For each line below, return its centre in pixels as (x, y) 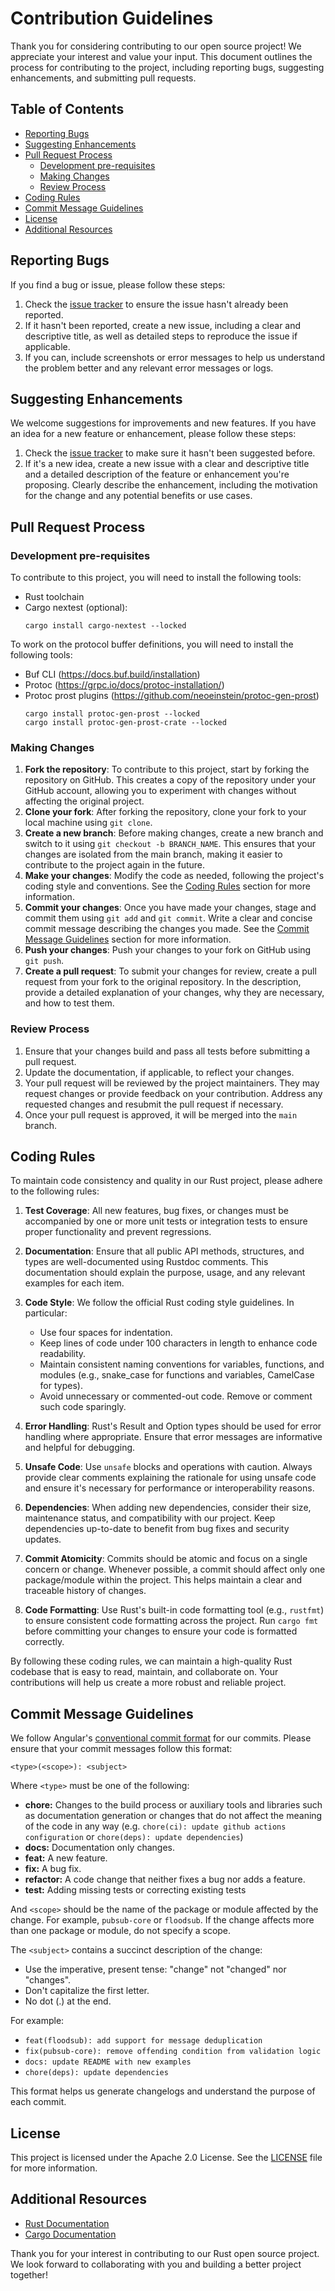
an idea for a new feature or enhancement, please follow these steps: (153, 434)
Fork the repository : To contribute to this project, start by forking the (167, 769)
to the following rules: (55, 1191)
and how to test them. (69, 1003)
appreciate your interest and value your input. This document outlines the (161, 56)
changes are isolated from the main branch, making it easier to (153, 854)
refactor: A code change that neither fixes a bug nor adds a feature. (165, 1879)
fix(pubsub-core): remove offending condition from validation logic (173, 2052)
